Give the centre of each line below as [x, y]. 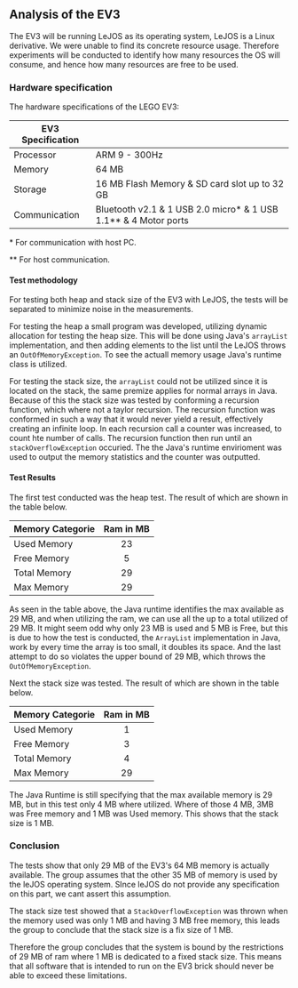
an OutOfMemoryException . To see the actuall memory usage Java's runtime [145, 355]
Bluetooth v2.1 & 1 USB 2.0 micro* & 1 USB [187, 210]
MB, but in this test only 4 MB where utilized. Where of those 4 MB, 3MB [141, 804]
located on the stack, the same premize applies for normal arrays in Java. [143, 391]
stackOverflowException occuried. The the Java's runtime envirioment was [145, 447]
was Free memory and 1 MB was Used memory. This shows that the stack [144, 814]
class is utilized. [39, 365]
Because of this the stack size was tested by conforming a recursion [134, 400]
